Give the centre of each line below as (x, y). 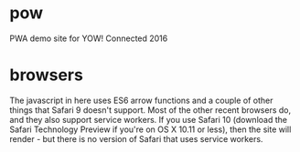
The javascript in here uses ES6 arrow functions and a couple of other (141, 100)
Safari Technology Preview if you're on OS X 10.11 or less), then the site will (150, 129)
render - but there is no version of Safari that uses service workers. (136, 138)
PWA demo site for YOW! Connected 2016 (89, 38)
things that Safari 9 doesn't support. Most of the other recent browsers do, (150, 110)
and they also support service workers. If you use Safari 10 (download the (149, 119)
